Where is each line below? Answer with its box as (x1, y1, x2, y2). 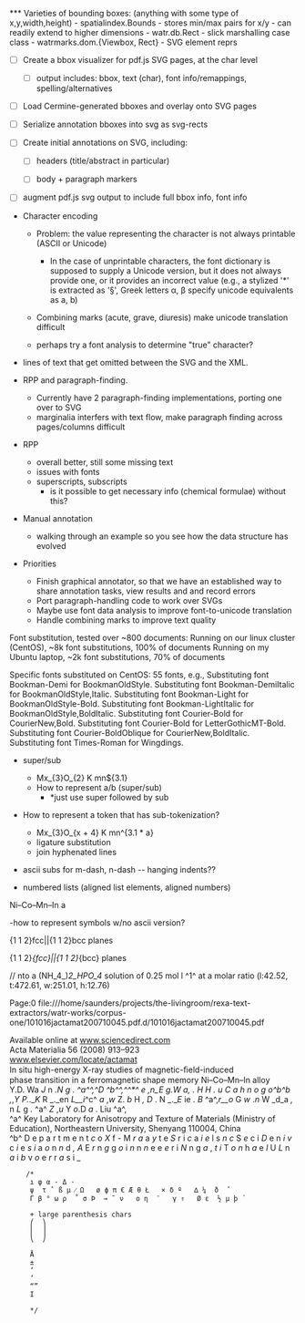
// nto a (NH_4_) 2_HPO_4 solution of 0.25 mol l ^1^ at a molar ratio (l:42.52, (9, 970, 289, 981)
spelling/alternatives (36, 83, 113, 94)
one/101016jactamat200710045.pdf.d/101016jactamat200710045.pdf (9, 1017, 265, 1028)
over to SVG (36, 401, 82, 413)
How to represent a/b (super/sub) (36, 781, 162, 792)
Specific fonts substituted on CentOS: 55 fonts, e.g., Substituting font (9, 669, 269, 680)
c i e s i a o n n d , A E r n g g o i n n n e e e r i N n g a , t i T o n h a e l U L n (9, 1142, 290, 1152)
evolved (36, 540, 66, 551)
